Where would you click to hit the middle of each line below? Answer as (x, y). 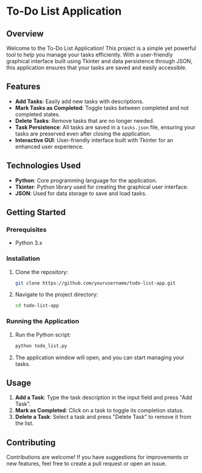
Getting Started (36, 212)
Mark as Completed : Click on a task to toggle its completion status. (99, 410)
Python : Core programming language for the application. (86, 180)
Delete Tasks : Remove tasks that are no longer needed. (85, 120)
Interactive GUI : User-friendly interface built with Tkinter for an (94, 140)
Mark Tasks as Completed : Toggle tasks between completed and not (102, 108)
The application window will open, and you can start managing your (100, 357)
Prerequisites (26, 229)
